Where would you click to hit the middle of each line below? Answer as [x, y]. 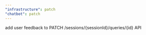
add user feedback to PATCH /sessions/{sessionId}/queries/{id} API [73, 27]
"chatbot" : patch [23, 14]
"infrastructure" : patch [30, 9]
